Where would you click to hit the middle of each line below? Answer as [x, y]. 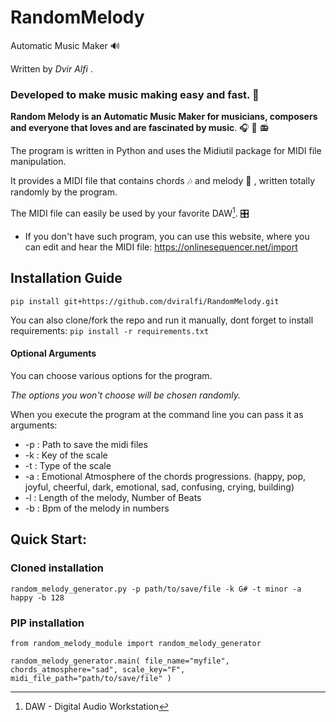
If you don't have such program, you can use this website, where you [167, 236]
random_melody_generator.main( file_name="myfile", [120, 661]
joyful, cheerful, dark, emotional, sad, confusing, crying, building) [159, 487]
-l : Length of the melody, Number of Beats [113, 497]
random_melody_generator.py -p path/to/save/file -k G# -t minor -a [156, 589]
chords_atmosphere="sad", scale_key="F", [98, 669]
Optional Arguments [53, 353]
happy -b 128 [37, 597]
